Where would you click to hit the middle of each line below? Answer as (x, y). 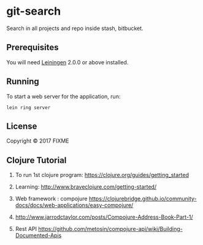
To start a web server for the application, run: (63, 96)
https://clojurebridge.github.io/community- (143, 199)
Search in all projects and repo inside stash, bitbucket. (75, 28)
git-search (34, 11)
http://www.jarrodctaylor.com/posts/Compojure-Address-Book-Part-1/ (104, 217)
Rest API (26, 229)
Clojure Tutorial (36, 160)
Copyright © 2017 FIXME (38, 141)
